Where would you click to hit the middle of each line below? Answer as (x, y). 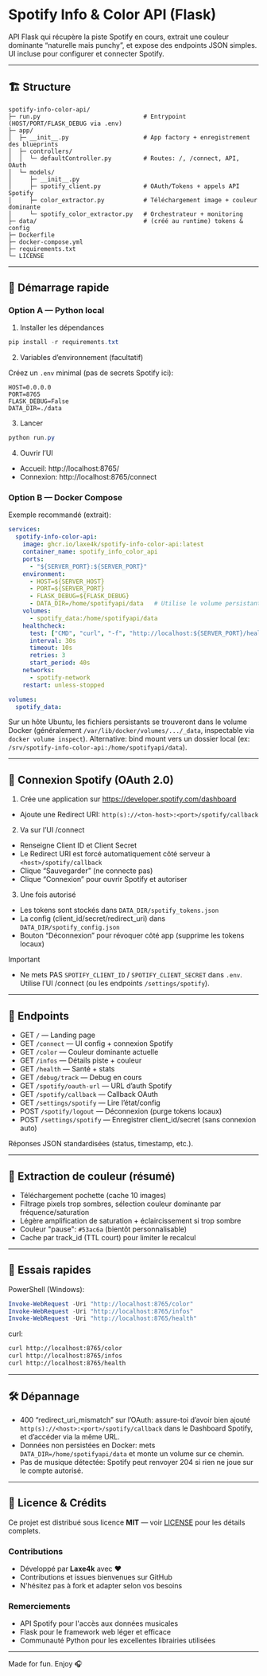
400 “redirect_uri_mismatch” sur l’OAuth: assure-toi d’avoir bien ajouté (135, 1420)
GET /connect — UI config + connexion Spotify (96, 1044)
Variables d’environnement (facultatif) (81, 358)
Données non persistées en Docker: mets (87, 1445)
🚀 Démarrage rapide (59, 288)
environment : (44, 574)
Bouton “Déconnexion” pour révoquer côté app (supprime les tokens (132, 936)
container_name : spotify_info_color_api (90, 552)
